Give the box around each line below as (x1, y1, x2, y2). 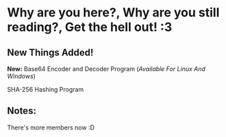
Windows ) (7, 72, 36, 80)
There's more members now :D (7, 123, 95, 132)
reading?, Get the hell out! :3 (7, 19, 173, 35)
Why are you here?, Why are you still (7, 5, 220, 21)
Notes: (7, 105, 36, 117)
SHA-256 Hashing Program (7, 86, 84, 93)
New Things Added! (7, 47, 94, 58)
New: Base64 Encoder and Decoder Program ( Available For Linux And (7, 65, 205, 73)
